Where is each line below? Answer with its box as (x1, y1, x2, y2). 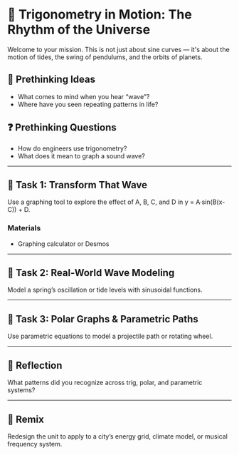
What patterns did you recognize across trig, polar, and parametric (7, 378, 203, 387)
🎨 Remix (7, 413, 44, 425)
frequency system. (7, 439, 63, 448)
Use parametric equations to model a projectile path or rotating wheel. (7, 332, 213, 341)
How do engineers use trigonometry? (17, 144, 127, 153)
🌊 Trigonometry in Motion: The (7, 6, 192, 23)
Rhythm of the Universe (7, 21, 151, 38)
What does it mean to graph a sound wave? (17, 151, 146, 160)
